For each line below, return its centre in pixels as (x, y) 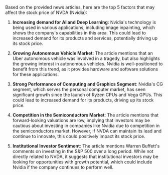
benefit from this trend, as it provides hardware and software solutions (85, 69)
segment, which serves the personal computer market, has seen (79, 89)
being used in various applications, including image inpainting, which (84, 27)
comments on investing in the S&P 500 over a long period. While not (83, 151)
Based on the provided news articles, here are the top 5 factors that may (80, 7)
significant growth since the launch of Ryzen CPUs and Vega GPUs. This (87, 95)
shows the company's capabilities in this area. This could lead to (79, 33)
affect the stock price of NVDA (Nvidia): (46, 12)
